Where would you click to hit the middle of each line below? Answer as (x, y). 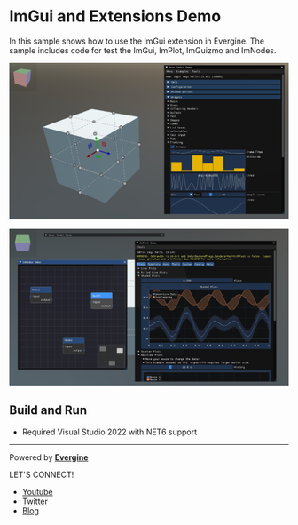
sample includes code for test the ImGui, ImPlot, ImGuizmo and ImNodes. (143, 50)
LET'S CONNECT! (42, 474)
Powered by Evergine (49, 457)
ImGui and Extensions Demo (115, 16)
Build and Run (48, 410)
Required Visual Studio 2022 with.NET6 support (110, 432)
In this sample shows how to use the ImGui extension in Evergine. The (137, 41)
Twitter (35, 501)
